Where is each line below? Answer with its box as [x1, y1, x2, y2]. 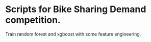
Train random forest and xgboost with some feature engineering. [5, 31, 141, 37]
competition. [5, 14, 61, 26]
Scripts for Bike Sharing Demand [5, 4, 146, 15]
